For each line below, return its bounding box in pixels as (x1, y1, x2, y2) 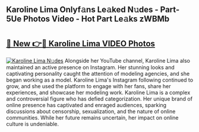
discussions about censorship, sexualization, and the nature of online (6, 108, 176, 115)
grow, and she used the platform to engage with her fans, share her (6, 83, 171, 89)
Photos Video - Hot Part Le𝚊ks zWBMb (23, 14, 170, 24)
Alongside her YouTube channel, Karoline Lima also (64, 57, 190, 64)
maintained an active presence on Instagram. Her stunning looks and (6, 64, 175, 70)
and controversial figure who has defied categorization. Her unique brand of (6, 95, 193, 102)
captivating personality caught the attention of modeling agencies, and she (6, 70, 190, 77)
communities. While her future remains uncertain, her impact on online (6, 114, 179, 121)
